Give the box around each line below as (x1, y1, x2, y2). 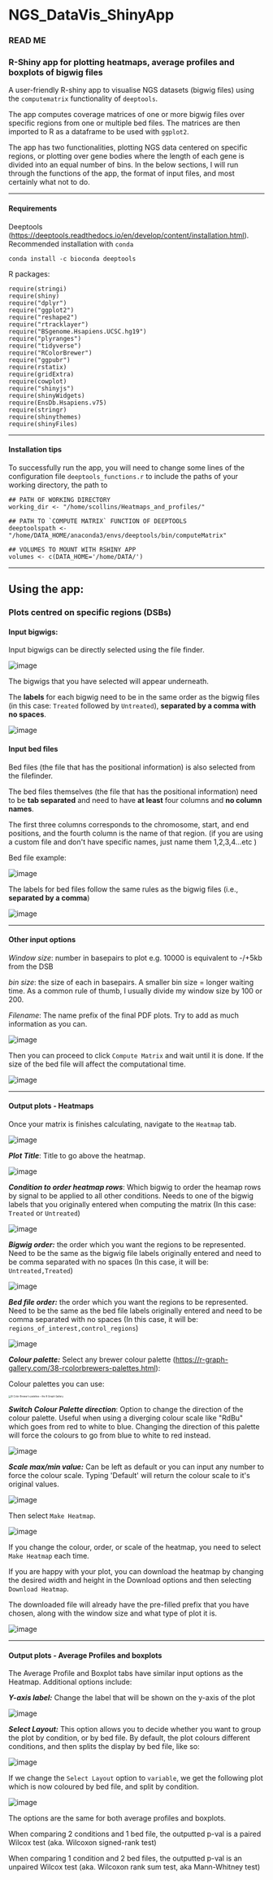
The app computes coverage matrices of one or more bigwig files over (8, 110, 245, 120)
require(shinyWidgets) (8, 391, 85, 399)
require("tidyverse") (8, 342, 82, 350)
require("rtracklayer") (8, 320, 89, 329)
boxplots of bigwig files (8, 67, 103, 78)
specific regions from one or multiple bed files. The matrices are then (8, 118, 240, 128)
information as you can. (8, 1019, 88, 1028)
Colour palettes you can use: (8, 1379, 105, 1389)
